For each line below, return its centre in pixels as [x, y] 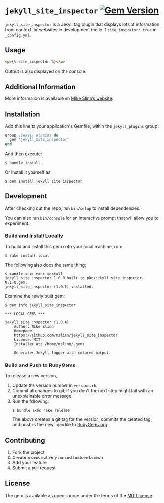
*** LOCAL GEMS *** [25, 314]
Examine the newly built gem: [35, 296]
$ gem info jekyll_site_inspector [41, 305]
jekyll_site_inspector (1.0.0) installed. [49, 287]
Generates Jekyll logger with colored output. [63, 353]
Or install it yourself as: [28, 172]
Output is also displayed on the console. [46, 71]
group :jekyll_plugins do [32, 135]
